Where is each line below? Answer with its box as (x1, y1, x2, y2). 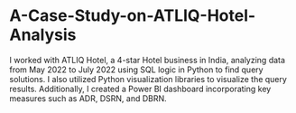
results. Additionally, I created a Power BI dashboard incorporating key (9, 83, 272, 94)
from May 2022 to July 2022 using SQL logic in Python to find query (9, 64, 264, 75)
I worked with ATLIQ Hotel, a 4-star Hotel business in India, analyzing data (9, 54, 286, 65)
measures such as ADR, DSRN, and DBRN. (9, 92, 167, 104)
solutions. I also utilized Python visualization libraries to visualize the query (9, 73, 287, 84)
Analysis (9, 24, 77, 45)
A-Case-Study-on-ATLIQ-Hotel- (9, 5, 256, 26)
